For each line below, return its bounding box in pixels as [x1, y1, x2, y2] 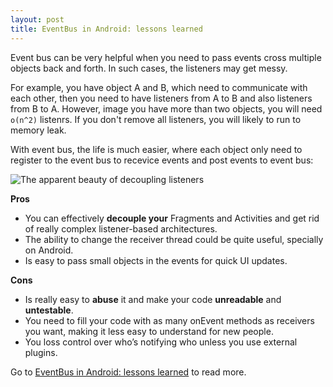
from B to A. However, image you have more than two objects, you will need [10, 102, 323, 115]
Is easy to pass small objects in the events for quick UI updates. [24, 254, 288, 266]
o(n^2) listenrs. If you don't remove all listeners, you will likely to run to [10, 113, 302, 125]
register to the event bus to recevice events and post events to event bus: [10, 154, 314, 166]
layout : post [10, 14, 65, 25]
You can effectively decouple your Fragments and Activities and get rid [24, 212, 320, 224]
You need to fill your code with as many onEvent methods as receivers [24, 314, 315, 326]
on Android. [24, 244, 74, 256]
